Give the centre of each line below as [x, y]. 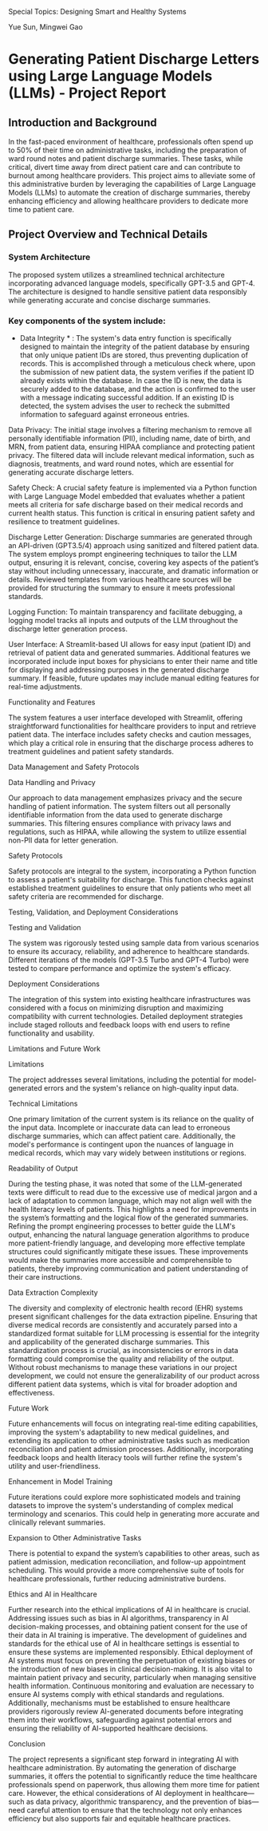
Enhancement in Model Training [61, 1481]
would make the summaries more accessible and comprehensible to [120, 1260]
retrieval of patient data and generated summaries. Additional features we [130, 653]
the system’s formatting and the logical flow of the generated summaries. [128, 1217]
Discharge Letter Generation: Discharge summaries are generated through [130, 537]
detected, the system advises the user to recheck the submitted [124, 405]
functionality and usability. [51, 1033]
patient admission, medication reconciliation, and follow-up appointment [127, 1561]
